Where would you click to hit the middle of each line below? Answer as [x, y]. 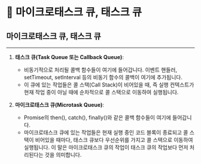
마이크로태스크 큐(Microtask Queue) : [60, 105]
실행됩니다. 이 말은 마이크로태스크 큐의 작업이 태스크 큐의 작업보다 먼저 [106, 147]
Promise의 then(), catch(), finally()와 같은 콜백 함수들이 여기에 [98, 117]
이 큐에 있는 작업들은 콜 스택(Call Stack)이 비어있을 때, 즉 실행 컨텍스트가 [109, 85]
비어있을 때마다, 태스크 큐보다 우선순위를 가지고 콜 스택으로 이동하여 [114, 140]
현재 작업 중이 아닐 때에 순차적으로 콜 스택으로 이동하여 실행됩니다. [101, 92]
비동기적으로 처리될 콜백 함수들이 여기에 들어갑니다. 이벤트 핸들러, [100, 70]
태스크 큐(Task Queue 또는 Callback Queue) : [69, 57]
